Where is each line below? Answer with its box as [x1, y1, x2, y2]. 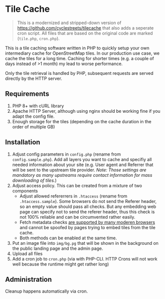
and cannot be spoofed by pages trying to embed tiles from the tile [19, 224, 156, 230]
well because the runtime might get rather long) [12, 261, 109, 267]
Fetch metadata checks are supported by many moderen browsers [19, 219, 155, 225]
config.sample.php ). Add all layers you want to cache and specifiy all [12, 156, 152, 162]
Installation [5, 138, 40, 146]
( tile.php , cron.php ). [17, 35, 60, 41]
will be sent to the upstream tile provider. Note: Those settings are [12, 166, 147, 173]
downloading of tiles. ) [12, 177, 57, 183]
